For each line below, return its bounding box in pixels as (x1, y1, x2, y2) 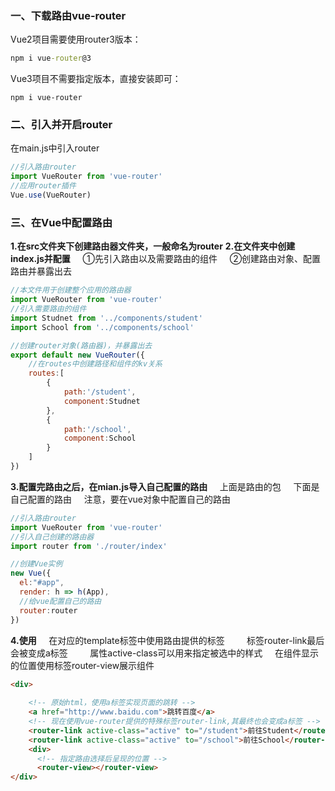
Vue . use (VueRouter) (10, 190, 92, 201)
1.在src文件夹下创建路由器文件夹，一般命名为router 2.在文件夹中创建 (10, 240, 296, 252)
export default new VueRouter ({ (10, 350, 145, 360)
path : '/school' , (63, 424, 132, 434)
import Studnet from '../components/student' (10, 313, 203, 323)
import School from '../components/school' (10, 322, 195, 332)
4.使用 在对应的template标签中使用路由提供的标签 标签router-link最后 (10, 634, 325, 646)
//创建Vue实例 (10, 559, 63, 569)
